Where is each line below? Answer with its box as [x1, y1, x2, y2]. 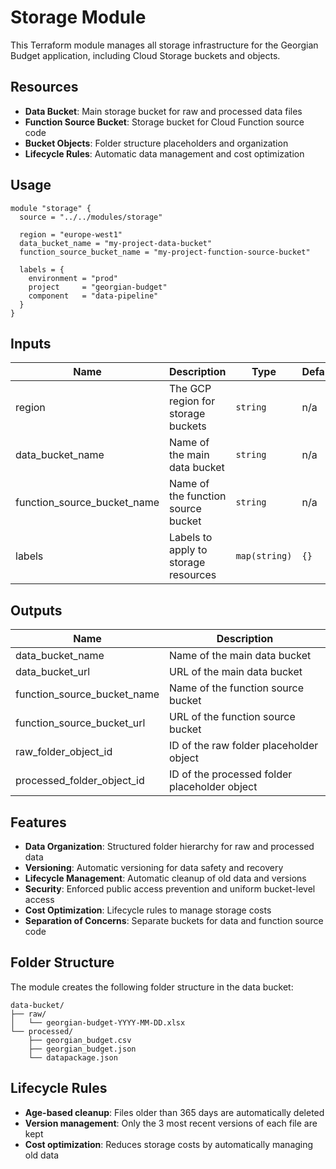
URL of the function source [169, 710, 296, 724]
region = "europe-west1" [19, 229, 123, 240]
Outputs [10, 602, 63, 619]
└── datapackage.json [28, 1052, 118, 1063]
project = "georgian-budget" [28, 282, 168, 292]
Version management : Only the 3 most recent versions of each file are [24, 1117, 318, 1129]
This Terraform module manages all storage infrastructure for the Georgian [10, 39, 319, 51]
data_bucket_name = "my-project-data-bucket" [19, 238, 213, 248]
